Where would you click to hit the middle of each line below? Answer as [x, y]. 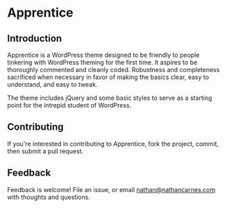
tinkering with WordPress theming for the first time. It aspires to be [102, 62]
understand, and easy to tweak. [52, 84]
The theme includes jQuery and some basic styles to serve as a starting [110, 98]
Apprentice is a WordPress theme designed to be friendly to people [103, 55]
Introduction [35, 38]
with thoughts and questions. [49, 197]
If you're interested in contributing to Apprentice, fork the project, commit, [113, 144]
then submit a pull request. [45, 151]
